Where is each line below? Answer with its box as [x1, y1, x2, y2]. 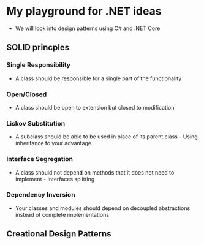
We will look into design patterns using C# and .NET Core [15, 24, 161, 32]
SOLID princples [6, 42, 70, 53]
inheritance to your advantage [15, 140, 92, 147]
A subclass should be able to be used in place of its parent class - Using [15, 133, 198, 140]
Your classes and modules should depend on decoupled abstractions [15, 204, 191, 212]
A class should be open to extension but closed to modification [15, 104, 175, 111]
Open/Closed [6, 90, 47, 99]
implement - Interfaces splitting [15, 175, 95, 183]
